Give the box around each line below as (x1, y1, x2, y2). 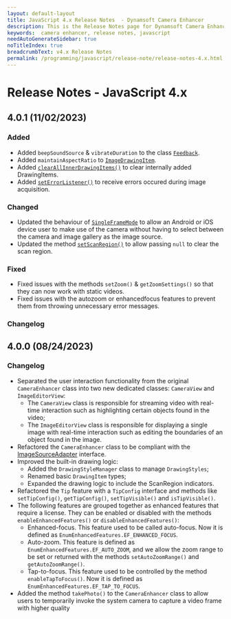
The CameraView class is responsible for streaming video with (27, 398, 199, 407)
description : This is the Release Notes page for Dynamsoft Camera (7, 23, 205, 30)
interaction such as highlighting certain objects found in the (41, 406, 210, 414)
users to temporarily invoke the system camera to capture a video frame (16, 596, 222, 605)
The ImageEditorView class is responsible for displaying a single (27, 420, 208, 429)
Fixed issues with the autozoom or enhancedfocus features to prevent (16, 294, 216, 303)
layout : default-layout (7, 10, 76, 17)
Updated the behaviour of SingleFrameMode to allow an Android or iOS (16, 218, 214, 226)
